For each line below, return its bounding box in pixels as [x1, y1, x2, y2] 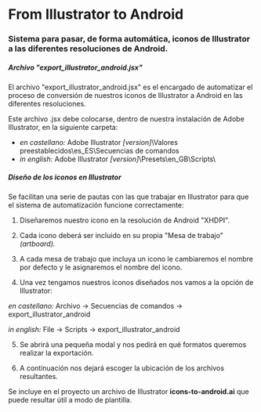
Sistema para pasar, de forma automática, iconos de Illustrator [8, 34, 251, 45]
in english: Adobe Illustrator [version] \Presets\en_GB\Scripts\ [19, 154, 216, 164]
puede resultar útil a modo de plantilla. [8, 396, 132, 405]
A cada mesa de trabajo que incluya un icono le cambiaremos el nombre [19, 255, 253, 264]
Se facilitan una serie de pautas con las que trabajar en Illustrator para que [8, 192, 249, 201]
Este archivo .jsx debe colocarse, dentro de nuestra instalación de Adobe [8, 114, 245, 124]
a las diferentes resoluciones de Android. [8, 43, 169, 54]
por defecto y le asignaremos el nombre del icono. [19, 262, 183, 272]
